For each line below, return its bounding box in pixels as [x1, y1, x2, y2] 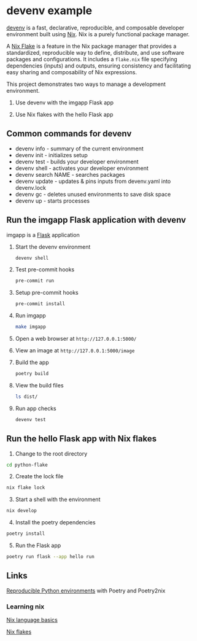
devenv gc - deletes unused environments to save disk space [15, 190, 171, 198]
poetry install [6, 530, 45, 537]
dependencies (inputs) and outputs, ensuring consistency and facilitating [6, 62, 191, 69]
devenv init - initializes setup [15, 151, 88, 158]
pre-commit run [15, 278, 55, 284]
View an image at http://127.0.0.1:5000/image [15, 347, 135, 354]
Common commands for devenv [6, 128, 132, 139]
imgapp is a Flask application [6, 231, 80, 238]
